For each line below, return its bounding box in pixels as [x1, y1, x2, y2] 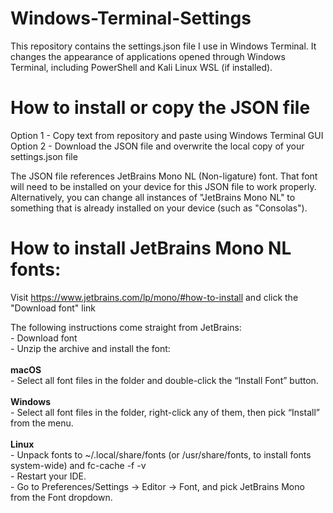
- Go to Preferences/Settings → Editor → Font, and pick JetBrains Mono [10, 480, 305, 492]
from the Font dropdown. [10, 491, 113, 503]
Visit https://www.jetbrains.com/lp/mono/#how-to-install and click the [10, 291, 299, 303]
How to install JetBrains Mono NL [10, 237, 292, 260]
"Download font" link [10, 302, 97, 314]
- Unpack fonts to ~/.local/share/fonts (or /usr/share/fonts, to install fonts [10, 448, 312, 461]
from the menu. [10, 417, 74, 429]
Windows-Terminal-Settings [10, 7, 252, 30]
